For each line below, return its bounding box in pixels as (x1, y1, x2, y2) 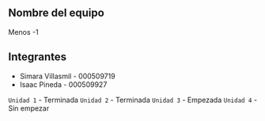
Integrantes (8, 51, 67, 64)
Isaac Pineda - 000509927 (19, 79, 108, 89)
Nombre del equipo (8, 6, 104, 20)
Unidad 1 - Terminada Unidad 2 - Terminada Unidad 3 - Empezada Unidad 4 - (8, 95, 258, 104)
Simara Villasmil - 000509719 (19, 71, 116, 81)
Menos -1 (8, 27, 39, 36)
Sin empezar (8, 103, 50, 113)
